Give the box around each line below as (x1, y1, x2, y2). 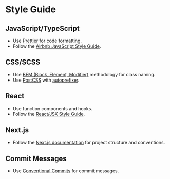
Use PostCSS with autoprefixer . (12, 77, 80, 83)
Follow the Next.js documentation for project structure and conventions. (12, 140, 165, 146)
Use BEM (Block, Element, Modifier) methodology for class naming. (12, 71, 156, 77)
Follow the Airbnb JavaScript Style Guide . (12, 43, 101, 49)
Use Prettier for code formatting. (12, 37, 82, 44)
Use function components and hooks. (12, 105, 92, 111)
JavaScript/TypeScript (5, 24, 80, 33)
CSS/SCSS (5, 58, 40, 67)
